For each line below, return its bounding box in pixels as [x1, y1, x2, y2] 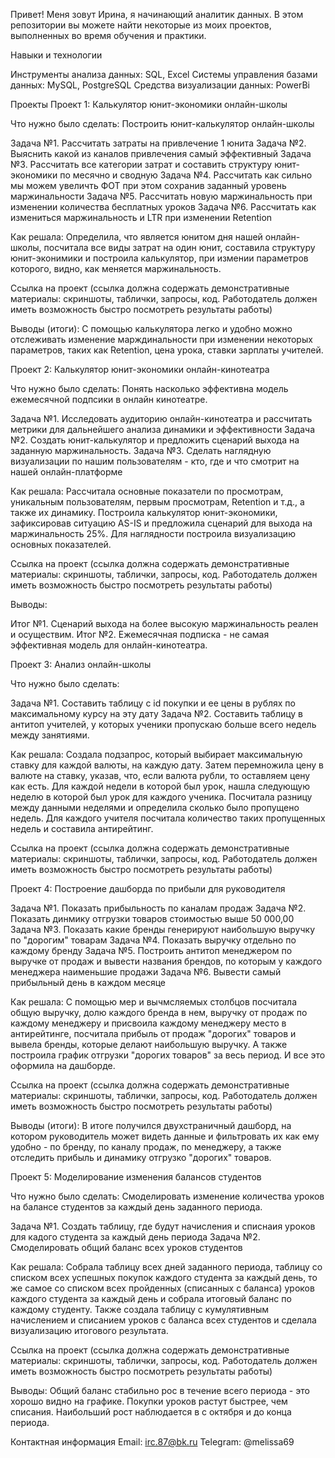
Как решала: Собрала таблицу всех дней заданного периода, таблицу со [10, 1261, 323, 1273]
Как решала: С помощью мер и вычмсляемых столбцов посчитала [10, 996, 298, 1008]
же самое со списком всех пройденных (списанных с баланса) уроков [10, 1282, 315, 1294]
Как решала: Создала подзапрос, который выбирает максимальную [10, 749, 303, 760]
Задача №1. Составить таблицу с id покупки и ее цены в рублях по [10, 697, 296, 709]
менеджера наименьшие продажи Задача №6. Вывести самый [10, 966, 282, 978]
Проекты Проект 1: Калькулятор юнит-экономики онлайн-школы [10, 99, 288, 110]
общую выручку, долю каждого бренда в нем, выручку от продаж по [10, 1007, 308, 1018]
